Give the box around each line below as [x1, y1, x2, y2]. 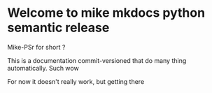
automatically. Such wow [7, 64, 79, 72]
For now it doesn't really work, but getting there [7, 77, 145, 85]
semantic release [7, 20, 110, 36]
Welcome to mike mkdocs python [7, 5, 205, 21]
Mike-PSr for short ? [7, 43, 66, 51]
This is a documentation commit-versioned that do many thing [7, 56, 187, 64]
